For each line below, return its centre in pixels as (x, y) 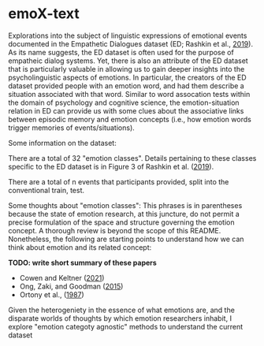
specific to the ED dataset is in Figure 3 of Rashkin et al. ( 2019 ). (111, 166)
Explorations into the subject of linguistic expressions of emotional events (128, 35)
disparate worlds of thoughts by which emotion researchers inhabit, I (120, 318)
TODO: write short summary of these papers (83, 262)
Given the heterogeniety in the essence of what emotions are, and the (121, 310)
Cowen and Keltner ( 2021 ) (62, 277)
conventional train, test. (46, 190)
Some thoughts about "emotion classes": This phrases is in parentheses (125, 205)
